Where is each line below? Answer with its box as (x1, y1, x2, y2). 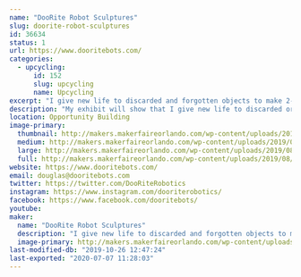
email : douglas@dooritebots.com (9, 171, 130, 180)
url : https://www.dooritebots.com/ (9, 46, 142, 55)
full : (17, 154, 39, 164)
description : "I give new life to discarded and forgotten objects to (17, 229, 287, 238)
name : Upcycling (32, 88, 94, 97)
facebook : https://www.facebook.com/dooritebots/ (9, 196, 199, 206)
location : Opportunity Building (9, 113, 130, 122)
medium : (17, 138, 47, 147)
